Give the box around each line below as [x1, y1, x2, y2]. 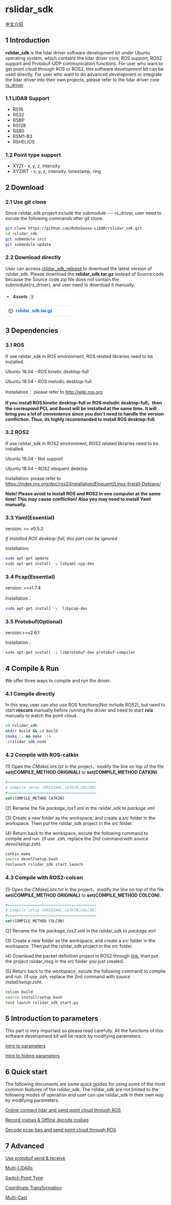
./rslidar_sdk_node [5, 739, 47, 744]
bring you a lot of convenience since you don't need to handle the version [5, 410, 164, 417]
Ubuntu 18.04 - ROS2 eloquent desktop [5, 465, 88, 472]
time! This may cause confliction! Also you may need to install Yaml [5, 496, 151, 502]
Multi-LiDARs [5, 1165, 33, 1171]
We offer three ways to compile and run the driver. [5, 678, 111, 684]
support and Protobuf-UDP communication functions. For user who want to [5, 60, 163, 67]
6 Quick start [5, 1067, 47, 1076]
